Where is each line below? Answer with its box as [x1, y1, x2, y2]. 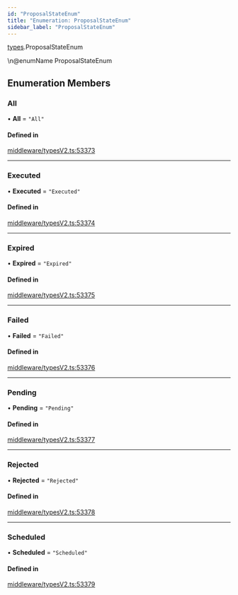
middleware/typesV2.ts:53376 [7, 363, 96, 371]
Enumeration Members [7, 77, 111, 89]
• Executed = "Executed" [7, 187, 81, 195]
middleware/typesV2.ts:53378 [7, 507, 96, 516]
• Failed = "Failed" [7, 331, 64, 340]
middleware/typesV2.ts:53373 [7, 146, 96, 155]
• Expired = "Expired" [7, 259, 72, 267]
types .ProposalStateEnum [7, 43, 84, 52]
